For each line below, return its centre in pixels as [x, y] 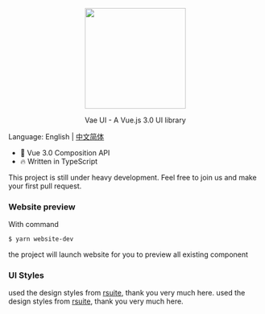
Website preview [42, 207]
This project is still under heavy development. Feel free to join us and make [133, 178]
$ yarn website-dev [41, 239]
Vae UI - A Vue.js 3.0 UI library [135, 120]
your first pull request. [45, 186]
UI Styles [26, 275]
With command [33, 225]
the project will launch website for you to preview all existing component [128, 254]
